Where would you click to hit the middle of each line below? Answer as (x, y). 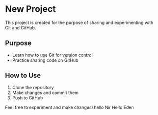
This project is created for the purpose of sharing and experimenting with (79, 23)
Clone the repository (33, 87)
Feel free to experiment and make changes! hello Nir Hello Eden (69, 107)
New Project (31, 9)
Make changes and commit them (45, 92)
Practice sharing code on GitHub (45, 60)
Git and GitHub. (21, 27)
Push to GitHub (27, 98)
